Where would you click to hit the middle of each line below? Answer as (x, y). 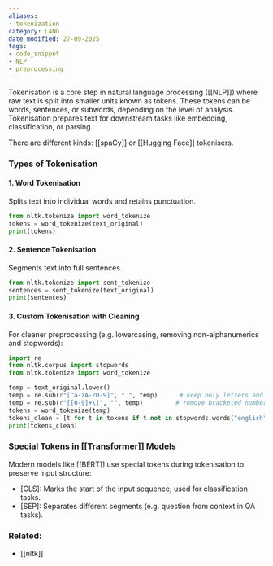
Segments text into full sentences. (65, 268)
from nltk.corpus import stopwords (69, 366)
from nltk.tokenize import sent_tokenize (80, 283)
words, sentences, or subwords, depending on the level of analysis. (121, 109)
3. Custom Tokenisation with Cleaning (74, 316)
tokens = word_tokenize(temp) (60, 410)
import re (25, 358)
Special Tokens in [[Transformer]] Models (92, 446)
